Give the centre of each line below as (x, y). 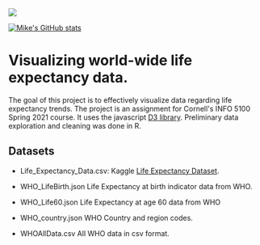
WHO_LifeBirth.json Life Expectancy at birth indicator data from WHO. (136, 186)
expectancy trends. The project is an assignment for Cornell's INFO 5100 (130, 108)
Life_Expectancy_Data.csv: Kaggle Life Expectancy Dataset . (120, 171)
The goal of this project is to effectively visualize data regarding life (120, 99)
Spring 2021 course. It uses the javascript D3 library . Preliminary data (124, 117)
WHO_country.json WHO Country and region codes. (107, 218)
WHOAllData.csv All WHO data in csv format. (94, 233)
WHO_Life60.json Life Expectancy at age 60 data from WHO (120, 202)
